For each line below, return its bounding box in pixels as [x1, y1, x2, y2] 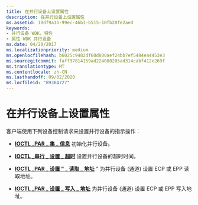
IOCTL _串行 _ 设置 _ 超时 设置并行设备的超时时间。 [14, 153, 139, 160]
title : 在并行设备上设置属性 [6, 8, 69, 15]
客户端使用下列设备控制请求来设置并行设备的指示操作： [6, 127, 141, 134]
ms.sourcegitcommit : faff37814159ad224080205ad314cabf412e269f [6, 58, 165, 64]
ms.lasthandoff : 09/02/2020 [6, 74, 76, 80]
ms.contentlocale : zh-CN [6, 69, 67, 75]
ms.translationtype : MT [6, 63, 65, 70]
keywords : [6, 25, 31, 31]
